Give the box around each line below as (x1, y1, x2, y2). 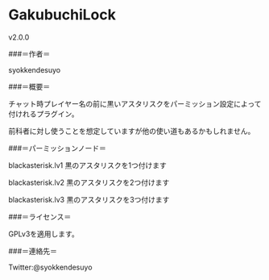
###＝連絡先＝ (8, 246, 58, 256)
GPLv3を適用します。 (8, 228, 79, 239)
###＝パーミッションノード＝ (8, 143, 106, 153)
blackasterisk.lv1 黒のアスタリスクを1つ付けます (8, 160, 167, 170)
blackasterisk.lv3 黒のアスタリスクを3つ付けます (8, 194, 170, 204)
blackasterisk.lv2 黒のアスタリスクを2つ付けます (8, 178, 170, 187)
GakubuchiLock (8, 6, 117, 24)
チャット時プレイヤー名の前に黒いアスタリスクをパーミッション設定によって (8, 98, 262, 108)
